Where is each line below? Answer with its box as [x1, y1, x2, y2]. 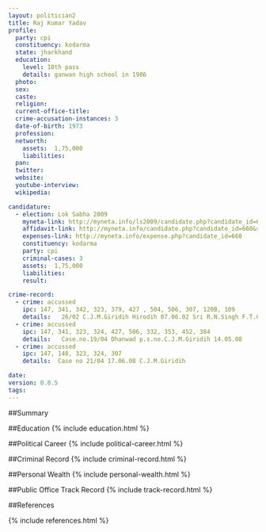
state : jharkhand [15, 48, 73, 56]
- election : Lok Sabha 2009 [15, 210, 108, 218]
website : [15, 174, 44, 182]
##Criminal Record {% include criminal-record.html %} [8, 454, 188, 464]
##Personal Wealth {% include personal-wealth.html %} [8, 469, 192, 479]
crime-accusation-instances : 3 [15, 115, 119, 123]
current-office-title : [15, 108, 90, 116]
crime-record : [8, 291, 55, 299]
